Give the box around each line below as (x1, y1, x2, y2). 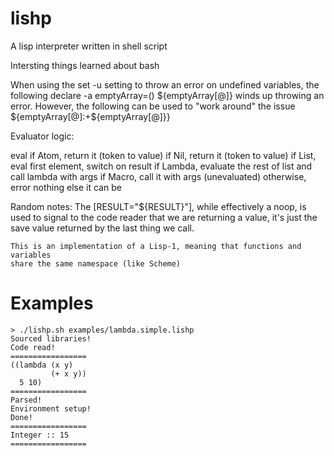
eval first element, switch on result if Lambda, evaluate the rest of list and (10, 160, 313, 172)
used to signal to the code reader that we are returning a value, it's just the (10, 211, 318, 223)
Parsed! (10, 395, 43, 405)
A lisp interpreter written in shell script (10, 40, 168, 52)
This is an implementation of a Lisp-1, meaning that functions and (10, 241, 302, 251)
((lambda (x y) (10, 360, 74, 370)
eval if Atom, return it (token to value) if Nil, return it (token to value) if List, (10, 149, 317, 161)
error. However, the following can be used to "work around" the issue (10, 100, 296, 112)
